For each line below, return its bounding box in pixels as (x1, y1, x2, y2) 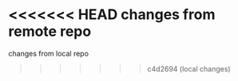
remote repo (8, 22, 92, 40)
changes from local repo (8, 48, 89, 58)
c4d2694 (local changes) (147, 64, 231, 73)
